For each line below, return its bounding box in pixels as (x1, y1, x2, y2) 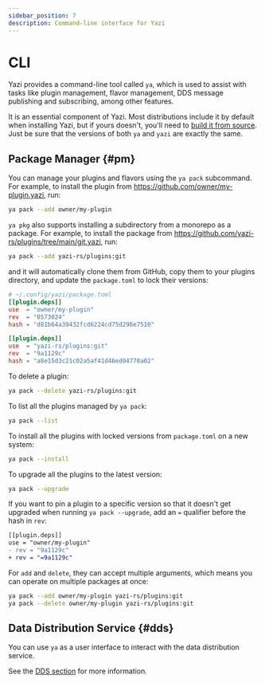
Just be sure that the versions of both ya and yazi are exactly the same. (8, 129, 244, 139)
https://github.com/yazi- (173, 229, 255, 238)
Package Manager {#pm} (8, 152, 136, 166)
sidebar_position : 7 (8, 11, 77, 20)
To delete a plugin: (8, 371, 69, 381)
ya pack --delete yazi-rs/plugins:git (8, 387, 137, 394)
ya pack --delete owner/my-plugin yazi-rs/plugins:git (8, 599, 194, 607)
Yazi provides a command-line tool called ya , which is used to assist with (8, 80, 247, 89)
